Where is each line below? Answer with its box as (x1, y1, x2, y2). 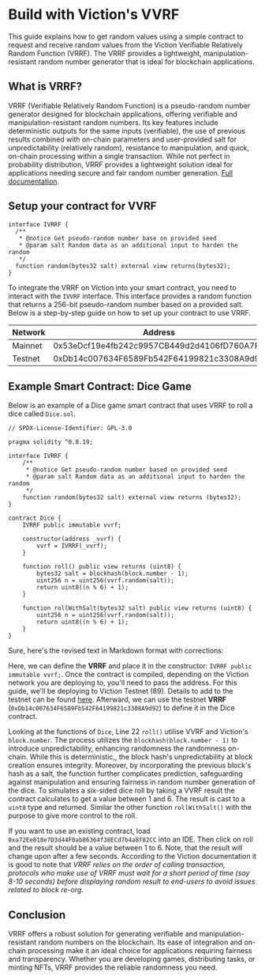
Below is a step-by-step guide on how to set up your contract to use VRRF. (8, 308, 251, 317)
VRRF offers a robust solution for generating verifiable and (8, 929, 198, 939)
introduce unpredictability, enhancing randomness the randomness (8, 744, 226, 753)
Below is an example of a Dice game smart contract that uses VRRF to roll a (8, 401, 253, 411)
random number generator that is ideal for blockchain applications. (38, 57, 255, 66)
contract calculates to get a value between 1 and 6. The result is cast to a (8, 794, 246, 804)
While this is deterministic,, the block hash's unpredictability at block (29, 752, 253, 762)
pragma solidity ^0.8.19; (8, 438, 93, 446)
